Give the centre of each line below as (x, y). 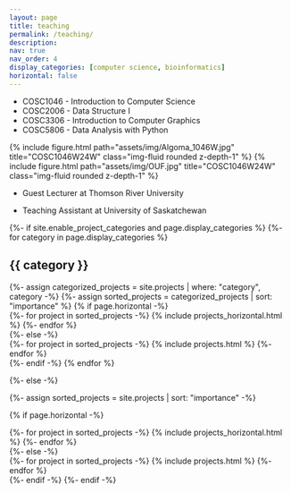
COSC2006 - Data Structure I (76, 110)
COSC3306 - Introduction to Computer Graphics (111, 120)
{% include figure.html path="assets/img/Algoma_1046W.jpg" (122, 147)
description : (33, 42)
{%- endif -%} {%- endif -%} (63, 480)
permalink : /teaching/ (51, 34)
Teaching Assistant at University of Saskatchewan (114, 210)
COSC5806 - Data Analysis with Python (95, 130)
